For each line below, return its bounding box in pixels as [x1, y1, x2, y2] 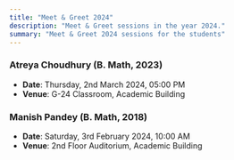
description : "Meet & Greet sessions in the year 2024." [9, 21, 226, 30]
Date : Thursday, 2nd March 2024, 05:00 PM [21, 79, 186, 90]
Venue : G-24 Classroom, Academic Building [21, 88, 186, 99]
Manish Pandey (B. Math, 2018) [9, 110, 147, 123]
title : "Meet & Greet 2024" [9, 12, 114, 22]
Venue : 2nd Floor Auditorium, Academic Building [21, 140, 203, 151]
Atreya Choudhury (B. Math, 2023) [9, 59, 163, 71]
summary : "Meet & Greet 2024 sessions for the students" [9, 29, 226, 38]
